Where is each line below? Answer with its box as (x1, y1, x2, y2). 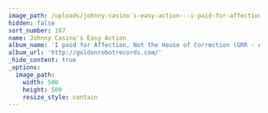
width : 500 (22, 78, 59, 86)
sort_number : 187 (8, 26, 66, 34)
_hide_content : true (8, 56, 77, 64)
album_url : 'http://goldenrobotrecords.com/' (8, 49, 162, 56)
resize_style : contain (22, 93, 98, 101)
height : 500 (22, 85, 62, 94)
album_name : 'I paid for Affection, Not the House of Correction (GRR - (8, 41, 255, 49)
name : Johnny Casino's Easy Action (8, 33, 127, 42)
